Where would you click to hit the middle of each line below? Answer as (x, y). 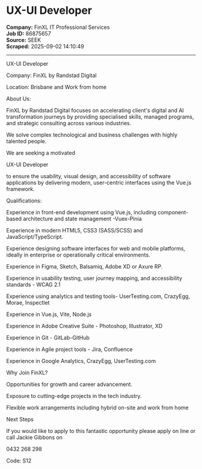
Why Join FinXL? (27, 372)
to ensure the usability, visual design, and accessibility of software (89, 176)
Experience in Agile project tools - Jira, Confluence (70, 349)
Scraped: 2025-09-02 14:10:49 (45, 46)
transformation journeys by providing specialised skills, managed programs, (100, 116)
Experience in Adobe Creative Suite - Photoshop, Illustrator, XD (84, 326)
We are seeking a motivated (41, 153)
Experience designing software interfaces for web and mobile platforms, (96, 248)
